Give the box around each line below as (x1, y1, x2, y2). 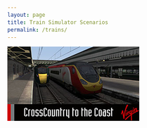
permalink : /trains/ (7, 26, 68, 33)
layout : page (7, 11, 46, 18)
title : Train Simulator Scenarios (7, 18, 109, 26)
